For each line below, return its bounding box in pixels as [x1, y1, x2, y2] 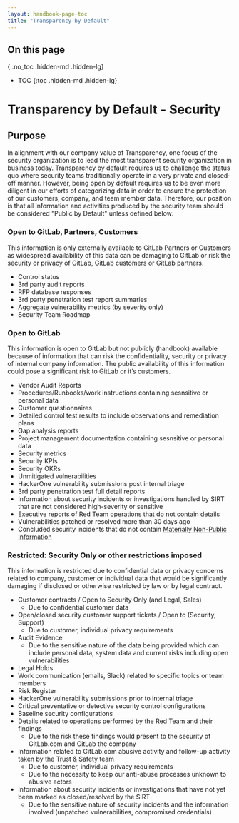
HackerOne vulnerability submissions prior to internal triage [17, 694, 193, 703]
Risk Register [17, 687, 57, 695]
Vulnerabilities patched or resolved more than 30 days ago [17, 517, 190, 525]
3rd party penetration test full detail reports [17, 487, 146, 495]
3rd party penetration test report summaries [17, 295, 148, 303]
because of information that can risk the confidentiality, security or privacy [7, 351, 227, 360]
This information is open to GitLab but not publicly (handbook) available [7, 344, 218, 353]
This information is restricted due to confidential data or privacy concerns [7, 567, 224, 575]
